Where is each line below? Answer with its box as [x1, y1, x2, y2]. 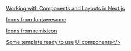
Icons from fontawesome [6, 16, 67, 23]
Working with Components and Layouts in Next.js [6, 5, 125, 12]
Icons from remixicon [6, 27, 57, 34]
